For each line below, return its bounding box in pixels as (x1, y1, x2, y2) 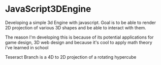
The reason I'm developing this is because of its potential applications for (5, 34, 154, 40)
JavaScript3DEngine (5, 3, 91, 15)
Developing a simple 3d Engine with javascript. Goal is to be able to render (5, 20, 156, 25)
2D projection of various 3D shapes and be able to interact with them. (5, 24, 146, 30)
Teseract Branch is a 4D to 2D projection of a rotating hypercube (5, 54, 136, 60)
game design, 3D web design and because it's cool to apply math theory (5, 39, 153, 45)
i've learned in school (5, 44, 49, 50)
